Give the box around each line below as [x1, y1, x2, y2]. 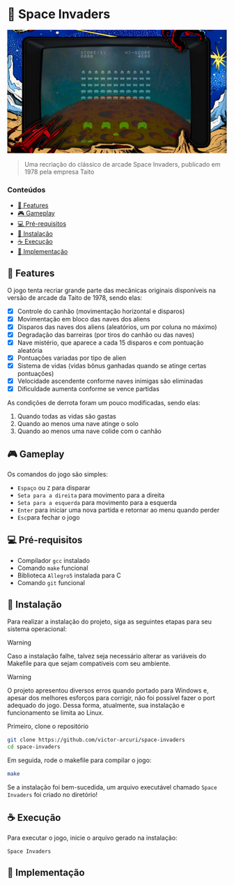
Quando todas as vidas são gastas [17, 412, 116, 421]
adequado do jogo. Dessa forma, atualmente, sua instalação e [7, 701, 185, 709]
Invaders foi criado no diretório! [7, 791, 98, 799]
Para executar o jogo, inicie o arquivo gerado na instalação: [7, 833, 178, 842]
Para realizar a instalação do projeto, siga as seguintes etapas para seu [7, 617, 212, 626]
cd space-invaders [7, 743, 61, 750]
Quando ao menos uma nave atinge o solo [17, 420, 139, 428]
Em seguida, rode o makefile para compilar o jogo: [7, 756, 152, 764]
